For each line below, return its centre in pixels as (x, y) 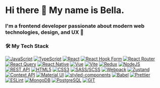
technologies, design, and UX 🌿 (45, 32)
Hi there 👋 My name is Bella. (65, 10)
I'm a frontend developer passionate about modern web (75, 26)
